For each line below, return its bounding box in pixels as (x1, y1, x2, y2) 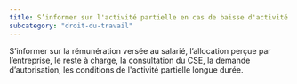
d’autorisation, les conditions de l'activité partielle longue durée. (9, 64, 244, 75)
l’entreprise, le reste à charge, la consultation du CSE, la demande (9, 55, 251, 65)
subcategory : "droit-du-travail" (9, 21, 133, 30)
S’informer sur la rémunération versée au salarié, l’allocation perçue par (9, 45, 271, 56)
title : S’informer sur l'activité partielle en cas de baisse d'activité (9, 12, 289, 22)
